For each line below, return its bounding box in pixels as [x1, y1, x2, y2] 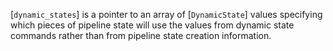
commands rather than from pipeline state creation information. [10, 30, 272, 41]
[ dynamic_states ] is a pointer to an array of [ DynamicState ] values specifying [10, 9, 323, 20]
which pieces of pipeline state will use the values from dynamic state [10, 19, 295, 31]
